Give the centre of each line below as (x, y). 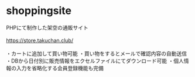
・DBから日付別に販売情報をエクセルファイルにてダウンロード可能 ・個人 (95, 61)
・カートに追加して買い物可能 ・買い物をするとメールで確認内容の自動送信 (97, 53)
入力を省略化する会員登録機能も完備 (60, 68)
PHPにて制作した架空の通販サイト (47, 27)
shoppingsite (39, 11)
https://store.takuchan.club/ (40, 40)
